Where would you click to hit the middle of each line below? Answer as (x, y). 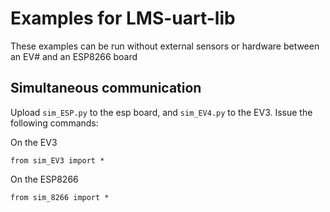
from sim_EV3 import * (57, 160)
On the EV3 (34, 142)
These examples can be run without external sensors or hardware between (165, 46)
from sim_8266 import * (60, 197)
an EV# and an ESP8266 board (74, 56)
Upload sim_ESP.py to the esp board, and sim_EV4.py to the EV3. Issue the (161, 112)
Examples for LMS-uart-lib (123, 18)
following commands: (54, 123)
